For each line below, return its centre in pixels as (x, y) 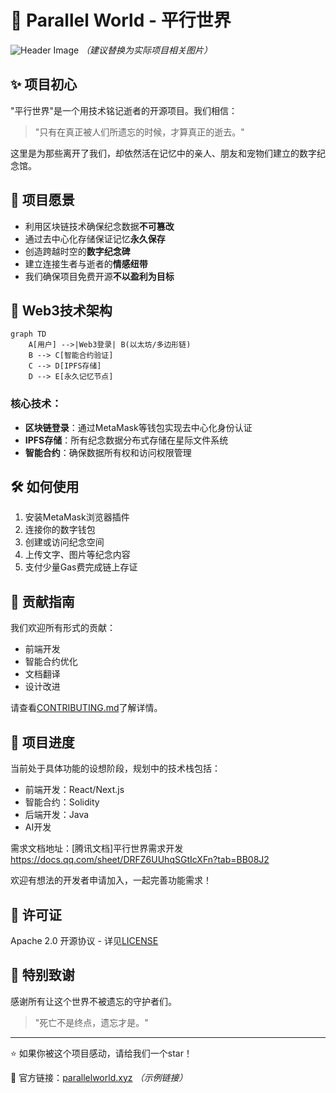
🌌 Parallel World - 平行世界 (121, 20)
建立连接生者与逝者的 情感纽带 (86, 263)
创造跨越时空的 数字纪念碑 (77, 251)
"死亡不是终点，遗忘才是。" (91, 1022)
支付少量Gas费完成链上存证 (81, 567)
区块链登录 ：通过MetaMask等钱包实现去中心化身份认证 (138, 427)
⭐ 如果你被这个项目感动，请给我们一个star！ (101, 1053)
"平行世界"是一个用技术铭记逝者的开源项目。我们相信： (124, 110)
